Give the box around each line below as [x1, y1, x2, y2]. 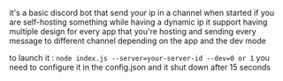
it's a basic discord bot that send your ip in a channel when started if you [9, 8, 275, 18]
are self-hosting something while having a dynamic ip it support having [9, 17, 268, 27]
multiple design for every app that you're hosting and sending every [9, 26, 256, 36]
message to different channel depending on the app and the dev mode [9, 35, 267, 46]
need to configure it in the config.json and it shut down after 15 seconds [9, 62, 272, 72]
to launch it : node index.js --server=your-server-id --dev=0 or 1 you [9, 53, 270, 63]
